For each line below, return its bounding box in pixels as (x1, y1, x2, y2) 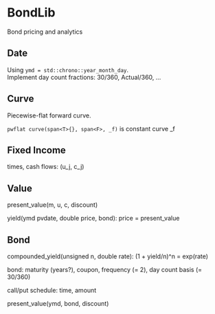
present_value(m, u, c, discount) (7, 201, 98, 209)
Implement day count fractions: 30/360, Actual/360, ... (7, 73, 161, 81)
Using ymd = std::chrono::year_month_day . (7, 65, 129, 74)
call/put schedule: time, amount (7, 287, 97, 294)
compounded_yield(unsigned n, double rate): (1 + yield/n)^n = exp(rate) (7, 252, 208, 260)
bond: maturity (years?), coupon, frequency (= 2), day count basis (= (7, 266, 203, 273)
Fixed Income (7, 144, 67, 156)
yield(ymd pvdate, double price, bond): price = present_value (7, 214, 180, 223)
